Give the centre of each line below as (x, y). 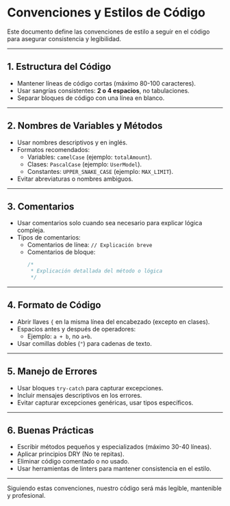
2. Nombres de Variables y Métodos (85, 126)
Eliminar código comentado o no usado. (73, 461)
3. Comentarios (41, 206)
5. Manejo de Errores (52, 371)
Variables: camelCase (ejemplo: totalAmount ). (90, 157)
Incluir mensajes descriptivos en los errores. (79, 395)
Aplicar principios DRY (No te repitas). (71, 454)
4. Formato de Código (54, 305)
